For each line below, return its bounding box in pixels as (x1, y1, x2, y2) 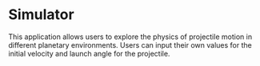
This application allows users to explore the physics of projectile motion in (8, 32, 253, 41)
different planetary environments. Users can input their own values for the (8, 40, 252, 49)
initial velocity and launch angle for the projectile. (8, 49, 170, 58)
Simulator (8, 6, 74, 24)
